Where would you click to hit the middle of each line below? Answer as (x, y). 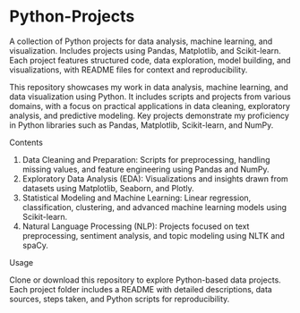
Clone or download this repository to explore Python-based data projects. (146, 280)
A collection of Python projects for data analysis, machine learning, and (141, 41)
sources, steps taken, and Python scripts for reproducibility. (120, 299)
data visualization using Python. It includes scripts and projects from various (150, 97)
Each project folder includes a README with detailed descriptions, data (141, 289)
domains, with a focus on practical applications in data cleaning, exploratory (150, 106)
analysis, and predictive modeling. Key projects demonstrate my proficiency (149, 115)
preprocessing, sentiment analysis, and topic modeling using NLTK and (153, 235)
